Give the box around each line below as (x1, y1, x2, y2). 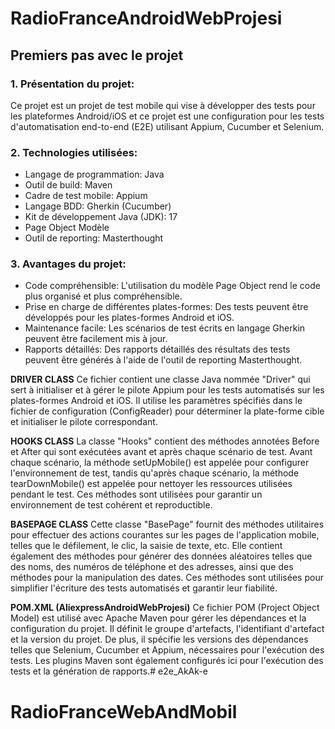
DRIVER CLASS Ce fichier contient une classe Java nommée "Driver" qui (10, 373, 311, 386)
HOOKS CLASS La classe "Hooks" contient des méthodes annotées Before (10, 435, 320, 447)
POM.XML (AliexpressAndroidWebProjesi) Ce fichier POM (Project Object (10, 602, 320, 614)
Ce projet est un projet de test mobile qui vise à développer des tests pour (10, 99, 316, 111)
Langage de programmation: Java (24, 168, 165, 181)
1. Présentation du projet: (10, 77, 135, 91)
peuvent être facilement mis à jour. (24, 333, 168, 345)
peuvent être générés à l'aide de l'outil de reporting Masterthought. (24, 354, 303, 366)
